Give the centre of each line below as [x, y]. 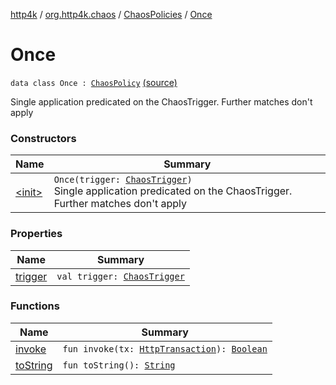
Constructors [43, 138]
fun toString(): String [119, 365]
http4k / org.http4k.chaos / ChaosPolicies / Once [111, 14]
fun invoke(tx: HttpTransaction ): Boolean [165, 348]
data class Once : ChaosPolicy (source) [94, 82]
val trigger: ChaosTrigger [120, 276]
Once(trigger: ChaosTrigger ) [123, 180]
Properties [36, 234]
